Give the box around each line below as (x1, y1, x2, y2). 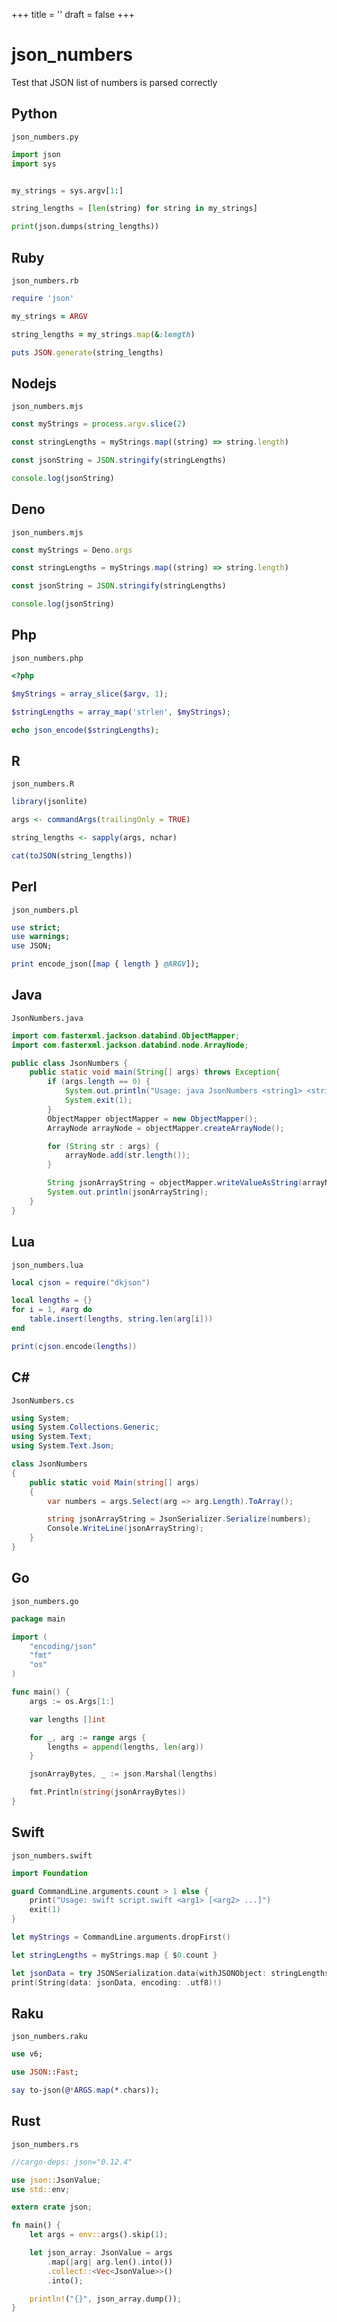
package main (11, 1614, 66, 1624)
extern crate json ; (11, 2202, 93, 2213)
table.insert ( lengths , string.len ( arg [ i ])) (29, 1314, 214, 1324)
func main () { (11, 1687, 71, 1697)
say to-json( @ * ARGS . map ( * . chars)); (11, 2085, 160, 2096)
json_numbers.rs (11, 2139, 79, 2149)
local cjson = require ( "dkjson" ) (11, 1277, 151, 1288)
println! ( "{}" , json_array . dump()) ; (29, 2294, 183, 2304)
